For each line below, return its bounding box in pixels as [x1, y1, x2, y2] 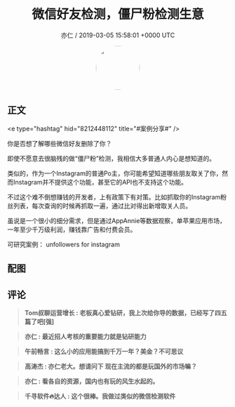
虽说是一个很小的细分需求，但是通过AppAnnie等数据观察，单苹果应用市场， [7, 216, 227, 225]
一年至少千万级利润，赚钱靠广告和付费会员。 [7, 225, 137, 234]
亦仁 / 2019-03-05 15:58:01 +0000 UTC [60, 31, 175, 39]
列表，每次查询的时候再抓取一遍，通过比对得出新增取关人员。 [13, 201, 192, 210]
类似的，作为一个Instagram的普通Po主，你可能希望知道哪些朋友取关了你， [7, 169, 222, 178]
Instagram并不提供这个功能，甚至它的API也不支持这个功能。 [13, 178, 188, 186]
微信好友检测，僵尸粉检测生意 [31, 6, 204, 22]
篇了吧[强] [24, 317, 55, 326]
